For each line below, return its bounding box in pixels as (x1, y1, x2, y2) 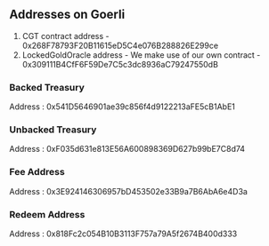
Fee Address (9, 166, 65, 179)
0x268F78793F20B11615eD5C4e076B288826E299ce (21, 40, 219, 51)
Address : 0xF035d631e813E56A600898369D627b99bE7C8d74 (9, 144, 246, 155)
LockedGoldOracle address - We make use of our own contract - (21, 49, 261, 60)
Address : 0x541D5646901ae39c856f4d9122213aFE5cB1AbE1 (9, 101, 236, 112)
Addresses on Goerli (9, 7, 126, 22)
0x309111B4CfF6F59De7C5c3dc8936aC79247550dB (21, 59, 218, 69)
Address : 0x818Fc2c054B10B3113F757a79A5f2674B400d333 (9, 228, 238, 239)
